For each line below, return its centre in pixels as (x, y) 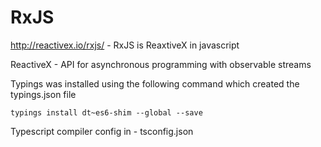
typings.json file (43, 94)
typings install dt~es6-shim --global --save (106, 112)
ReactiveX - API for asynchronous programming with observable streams (161, 64)
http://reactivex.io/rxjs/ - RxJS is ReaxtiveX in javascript (125, 45)
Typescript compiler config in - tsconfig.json (102, 131)
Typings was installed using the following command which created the (155, 83)
